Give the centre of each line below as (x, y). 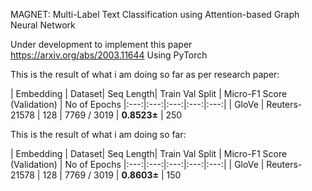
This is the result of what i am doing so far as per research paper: (145, 74)
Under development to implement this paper (101, 44)
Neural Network (43, 25)
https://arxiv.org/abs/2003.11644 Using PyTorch (109, 55)
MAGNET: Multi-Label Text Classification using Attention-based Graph (155, 14)
